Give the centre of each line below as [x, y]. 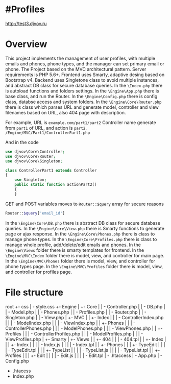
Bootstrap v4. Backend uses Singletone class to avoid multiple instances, [82, 80]
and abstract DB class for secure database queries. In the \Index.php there [84, 85]
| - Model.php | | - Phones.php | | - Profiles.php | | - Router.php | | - [76, 312]
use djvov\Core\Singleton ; [34, 161]
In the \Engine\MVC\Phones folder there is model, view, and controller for [80, 261]
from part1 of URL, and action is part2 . [46, 128]
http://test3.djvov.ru [26, 23]
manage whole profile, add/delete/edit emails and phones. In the [73, 245]
